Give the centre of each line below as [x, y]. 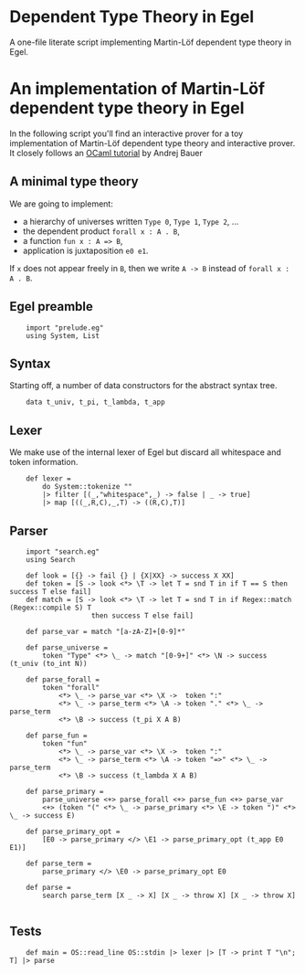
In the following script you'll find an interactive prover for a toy [126, 133]
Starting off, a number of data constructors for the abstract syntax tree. [143, 386]
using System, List [63, 335]
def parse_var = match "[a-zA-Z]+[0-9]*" [105, 631]
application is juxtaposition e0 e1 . [85, 250]
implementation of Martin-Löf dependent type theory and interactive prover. [152, 143]
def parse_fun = [57, 736]
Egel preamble [51, 307]
